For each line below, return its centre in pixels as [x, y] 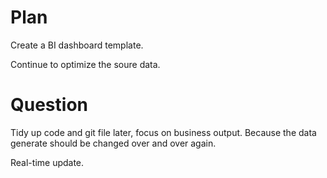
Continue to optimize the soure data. [85, 64]
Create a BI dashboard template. [77, 45]
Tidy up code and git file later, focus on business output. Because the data [163, 132]
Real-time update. [47, 162]
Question [49, 105]
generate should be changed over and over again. [113, 143]
